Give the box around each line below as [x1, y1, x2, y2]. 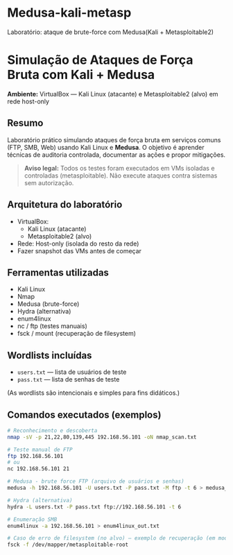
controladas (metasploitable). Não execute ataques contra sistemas [24, 171, 218, 180]
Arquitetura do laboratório [7, 199, 123, 211]
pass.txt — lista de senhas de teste [17, 375, 120, 384]
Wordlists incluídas [7, 349, 92, 361]
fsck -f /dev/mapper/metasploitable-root [7, 541, 129, 549]
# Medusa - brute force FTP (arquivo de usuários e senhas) [7, 478, 185, 485]
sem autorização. [24, 178, 74, 187]
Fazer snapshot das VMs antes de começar [17, 246, 142, 255]
